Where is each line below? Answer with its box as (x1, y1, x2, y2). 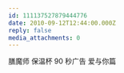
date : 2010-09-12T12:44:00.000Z (8, 19, 116, 27)
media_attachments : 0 (8, 33, 81, 42)
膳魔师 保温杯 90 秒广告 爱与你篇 (8, 56, 117, 66)
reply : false (8, 26, 52, 34)
